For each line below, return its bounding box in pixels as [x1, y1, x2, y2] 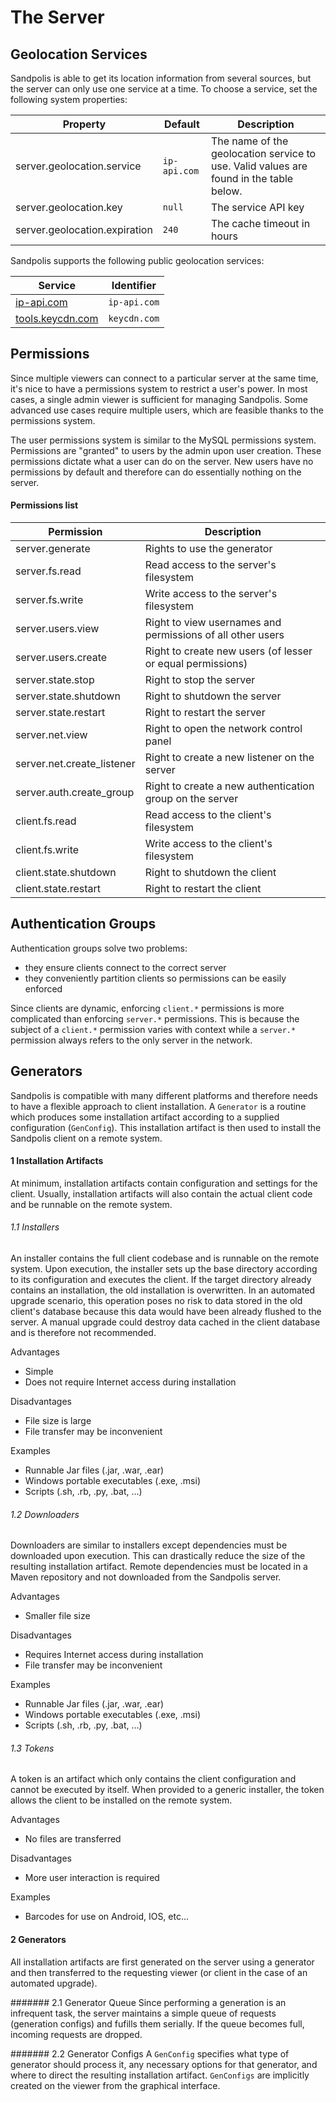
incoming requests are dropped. [10, 2028, 143, 2040]
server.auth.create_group [15, 786, 135, 800]
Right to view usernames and [144, 616, 282, 630]
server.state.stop [15, 673, 95, 687]
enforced [24, 982, 63, 995]
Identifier [111, 279, 157, 292]
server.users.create [15, 651, 108, 665]
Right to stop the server [144, 673, 256, 687]
